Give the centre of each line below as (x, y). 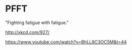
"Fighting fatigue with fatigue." (37, 22)
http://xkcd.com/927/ (27, 32)
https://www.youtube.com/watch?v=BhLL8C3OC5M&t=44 (66, 42)
